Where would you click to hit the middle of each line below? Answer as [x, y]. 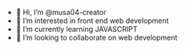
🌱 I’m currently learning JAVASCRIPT [77, 29]
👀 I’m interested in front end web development [92, 21]
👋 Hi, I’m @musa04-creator [61, 12]
